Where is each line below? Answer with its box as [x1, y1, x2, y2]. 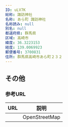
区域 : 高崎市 [5, 36, 29, 41]
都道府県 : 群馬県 [5, 31, 36, 36]
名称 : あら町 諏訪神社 [5, 17, 46, 22]
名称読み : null [5, 21, 34, 27]
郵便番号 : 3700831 [5, 49, 41, 54]
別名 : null [5, 26, 27, 31]
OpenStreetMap [22, 114, 60, 121]
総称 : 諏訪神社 [5, 12, 33, 17]
